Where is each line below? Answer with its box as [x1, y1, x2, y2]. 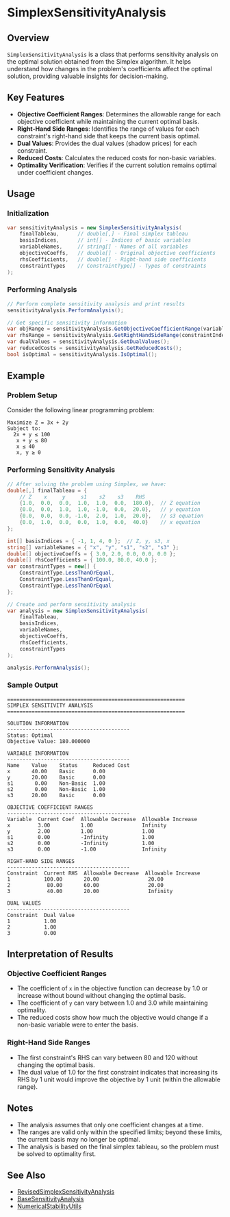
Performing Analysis [7, 285, 77, 294]
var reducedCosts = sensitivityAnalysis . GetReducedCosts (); [7, 344, 183, 352]
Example [7, 370, 45, 381]
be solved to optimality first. [16, 1149, 97, 1158]
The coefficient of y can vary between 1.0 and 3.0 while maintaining [16, 999, 208, 1007]
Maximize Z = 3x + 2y [7, 419, 69, 426]
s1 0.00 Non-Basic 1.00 [7, 779, 106, 787]
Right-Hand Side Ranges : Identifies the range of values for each [16, 125, 200, 133]
